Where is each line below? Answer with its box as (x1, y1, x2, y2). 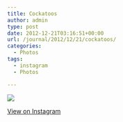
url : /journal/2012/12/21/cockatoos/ (7, 36, 117, 43)
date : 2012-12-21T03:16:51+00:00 (7, 29, 104, 37)
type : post (7, 23, 39, 30)
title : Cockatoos (7, 10, 58, 17)
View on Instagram (7, 107, 61, 115)
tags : (7, 56, 23, 63)
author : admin (7, 17, 49, 24)
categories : (7, 43, 42, 49)
